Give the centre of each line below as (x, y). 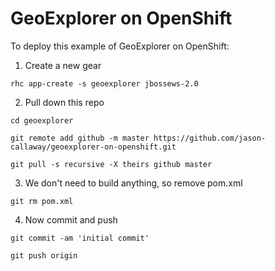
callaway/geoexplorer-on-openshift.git (93, 147)
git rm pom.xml (42, 201)
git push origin (44, 255)
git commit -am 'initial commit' (80, 238)
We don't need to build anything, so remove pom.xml (133, 183)
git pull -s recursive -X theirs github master (111, 164)
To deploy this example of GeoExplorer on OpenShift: (120, 46)
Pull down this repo (64, 102)
